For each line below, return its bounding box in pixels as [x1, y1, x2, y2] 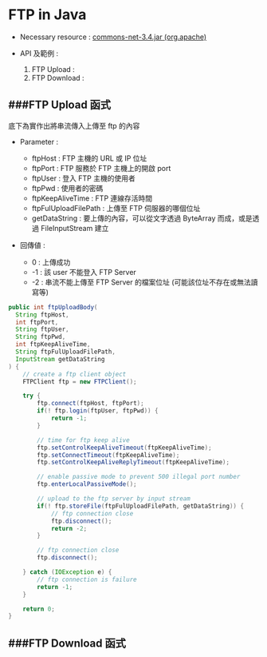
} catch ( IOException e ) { [22, 568, 112, 576]
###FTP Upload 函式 [8, 98, 112, 112]
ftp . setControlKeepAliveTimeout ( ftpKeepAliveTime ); [37, 444, 213, 452]
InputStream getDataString [15, 355, 105, 363]
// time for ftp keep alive [37, 436, 130, 444]
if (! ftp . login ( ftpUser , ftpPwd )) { [37, 407, 159, 415]
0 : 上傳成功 [31, 257, 71, 267]
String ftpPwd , [15, 333, 66, 341]
